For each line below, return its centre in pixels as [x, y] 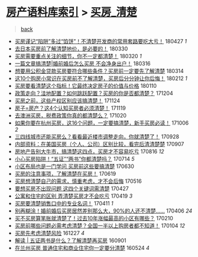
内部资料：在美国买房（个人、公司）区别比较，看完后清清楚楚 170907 [99, 144]
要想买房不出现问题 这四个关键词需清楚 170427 [72, 188]
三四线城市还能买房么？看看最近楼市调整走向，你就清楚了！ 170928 [97, 137]
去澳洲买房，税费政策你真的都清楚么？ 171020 [71, 115]
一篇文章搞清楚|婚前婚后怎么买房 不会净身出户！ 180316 [82, 64]
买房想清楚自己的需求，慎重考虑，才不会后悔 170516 [78, 181]
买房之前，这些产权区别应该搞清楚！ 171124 [67, 100]
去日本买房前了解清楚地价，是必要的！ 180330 [71, 49]
